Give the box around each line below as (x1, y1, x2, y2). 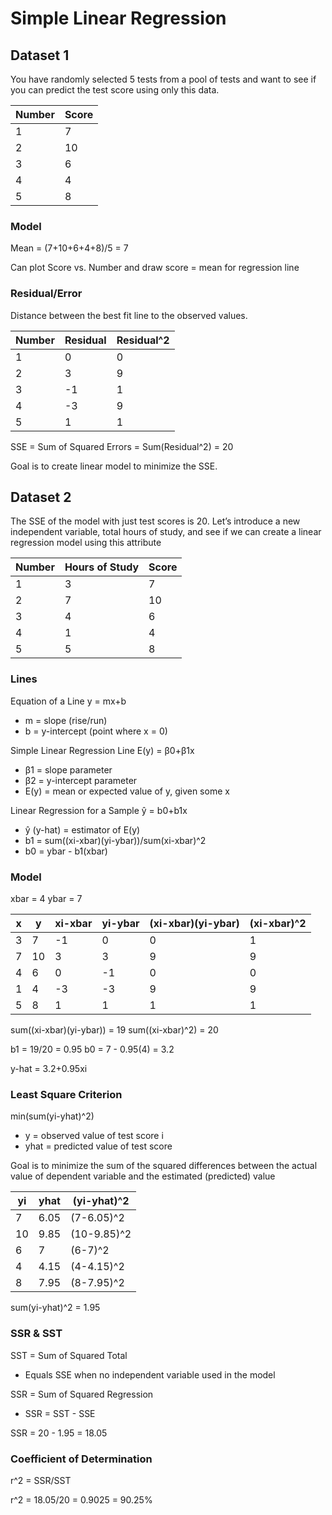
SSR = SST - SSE (24, 1407, 96, 1419)
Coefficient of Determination (10, 1452, 153, 1466)
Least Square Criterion (10, 1087, 123, 1101)
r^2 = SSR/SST (10, 1474, 72, 1486)
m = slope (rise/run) (24, 714, 108, 726)
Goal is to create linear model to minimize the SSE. (10, 460, 218, 472)
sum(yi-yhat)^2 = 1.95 (10, 1302, 101, 1314)
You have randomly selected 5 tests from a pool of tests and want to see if (10, 73, 317, 85)
